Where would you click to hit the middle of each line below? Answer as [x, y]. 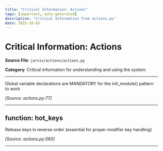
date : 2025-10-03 [23, 23]
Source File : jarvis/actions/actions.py [45, 60]
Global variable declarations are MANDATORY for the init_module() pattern [79, 84]
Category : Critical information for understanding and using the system [75, 70]
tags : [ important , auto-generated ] [41, 14]
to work [13, 89]
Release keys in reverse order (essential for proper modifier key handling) [79, 129]
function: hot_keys [34, 118]
